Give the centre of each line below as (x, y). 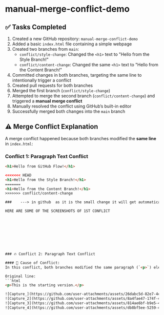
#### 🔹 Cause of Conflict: (32, 263)
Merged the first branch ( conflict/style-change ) (61, 91)
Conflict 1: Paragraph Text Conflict (47, 156)
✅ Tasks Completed (36, 27)
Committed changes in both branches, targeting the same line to (77, 75)
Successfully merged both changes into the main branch (69, 111)
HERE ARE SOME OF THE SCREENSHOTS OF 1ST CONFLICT (58, 211)
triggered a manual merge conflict (47, 101)
